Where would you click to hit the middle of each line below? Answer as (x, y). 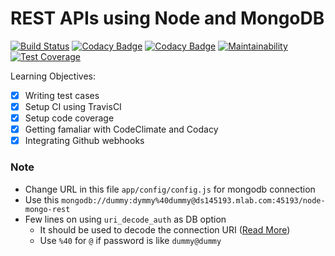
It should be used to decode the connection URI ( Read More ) (165, 229)
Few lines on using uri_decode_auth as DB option (125, 219)
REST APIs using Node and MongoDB (167, 18)
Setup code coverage (69, 118)
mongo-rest (47, 209)
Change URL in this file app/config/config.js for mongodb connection (170, 189)
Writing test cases (62, 95)
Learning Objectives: (53, 76)
